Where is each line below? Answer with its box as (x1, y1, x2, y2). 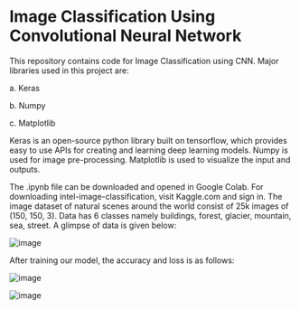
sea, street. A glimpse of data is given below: (9, 220, 177, 230)
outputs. (9, 164, 41, 174)
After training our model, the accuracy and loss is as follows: (9, 255, 235, 266)
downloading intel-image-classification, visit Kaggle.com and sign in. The (9, 191, 283, 202)
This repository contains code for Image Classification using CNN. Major (9, 55, 279, 66)
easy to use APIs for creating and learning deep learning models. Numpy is (9, 145, 289, 155)
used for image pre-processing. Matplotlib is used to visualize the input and (9, 154, 291, 164)
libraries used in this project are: (9, 65, 129, 76)
